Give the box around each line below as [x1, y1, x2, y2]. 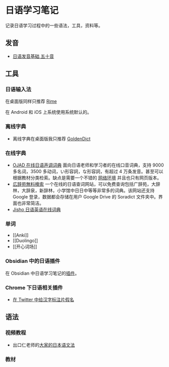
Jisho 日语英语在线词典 [12, 207, 61, 213]
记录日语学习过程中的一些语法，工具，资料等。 [5, 22, 103, 28]
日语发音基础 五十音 [12, 53, 54, 59]
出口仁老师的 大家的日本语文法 [12, 342, 75, 348]
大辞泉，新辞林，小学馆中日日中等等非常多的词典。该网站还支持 [21, 187, 155, 193]
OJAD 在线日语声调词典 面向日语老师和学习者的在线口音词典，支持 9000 [12, 162, 164, 168]
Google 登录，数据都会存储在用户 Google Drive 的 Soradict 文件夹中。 [12, 194, 158, 200]
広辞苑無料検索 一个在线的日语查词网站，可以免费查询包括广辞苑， [12, 181, 152, 187]
